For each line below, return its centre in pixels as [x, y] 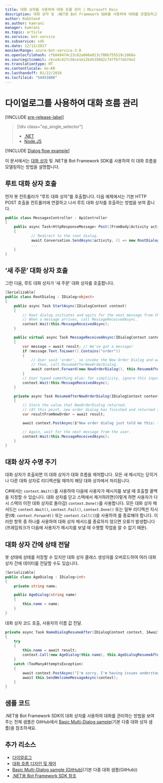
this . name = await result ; [50, 650]
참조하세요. [26, 728]
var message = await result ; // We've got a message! [78, 346]
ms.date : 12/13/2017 [26, 46]
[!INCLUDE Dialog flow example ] [37, 151]
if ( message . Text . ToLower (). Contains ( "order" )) [71, 351]
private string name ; [35, 586]
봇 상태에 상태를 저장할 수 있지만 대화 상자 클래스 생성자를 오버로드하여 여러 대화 [81, 557]
